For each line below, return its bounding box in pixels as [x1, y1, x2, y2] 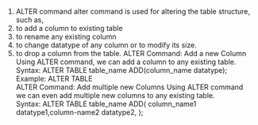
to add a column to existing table [15, 24, 123, 32]
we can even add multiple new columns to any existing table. [15, 91, 215, 100]
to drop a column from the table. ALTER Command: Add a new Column [15, 49, 247, 58]
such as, [15, 15, 44, 25]
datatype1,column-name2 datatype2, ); [15, 108, 144, 117]
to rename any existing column [15, 32, 117, 41]
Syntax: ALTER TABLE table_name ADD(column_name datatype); [15, 66, 228, 74]
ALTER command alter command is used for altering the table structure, [15, 7, 251, 16]
